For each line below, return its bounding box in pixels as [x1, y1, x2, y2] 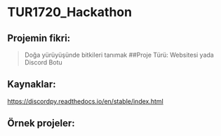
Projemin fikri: [7, 32, 71, 44]
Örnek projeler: [7, 117, 75, 130]
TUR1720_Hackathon [7, 4, 132, 20]
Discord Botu [24, 58, 63, 67]
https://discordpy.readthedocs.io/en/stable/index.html [7, 97, 163, 105]
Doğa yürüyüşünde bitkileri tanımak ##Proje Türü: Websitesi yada [24, 50, 214, 59]
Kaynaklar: [7, 79, 56, 90]
